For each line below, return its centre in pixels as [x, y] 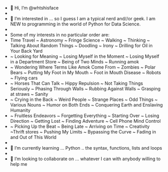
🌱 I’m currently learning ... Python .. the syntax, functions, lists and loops [86, 148]
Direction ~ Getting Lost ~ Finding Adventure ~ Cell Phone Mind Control [86, 121]
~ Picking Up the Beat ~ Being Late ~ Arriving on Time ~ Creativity [80, 126]
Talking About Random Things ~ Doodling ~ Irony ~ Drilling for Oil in [81, 45]
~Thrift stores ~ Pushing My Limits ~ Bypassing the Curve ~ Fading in [83, 132]
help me [19, 164]
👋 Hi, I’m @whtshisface [34, 8]
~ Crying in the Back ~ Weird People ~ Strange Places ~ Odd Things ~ [84, 99]
